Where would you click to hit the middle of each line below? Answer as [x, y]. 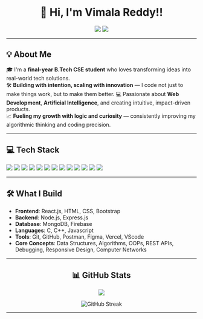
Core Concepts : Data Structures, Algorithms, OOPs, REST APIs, [94, 243]
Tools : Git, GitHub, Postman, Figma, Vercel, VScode [79, 237]
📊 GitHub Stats [101, 275]
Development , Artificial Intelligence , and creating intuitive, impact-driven [98, 103]
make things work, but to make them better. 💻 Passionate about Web [93, 94]
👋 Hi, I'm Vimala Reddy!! [101, 12]
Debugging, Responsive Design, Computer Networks [81, 250]
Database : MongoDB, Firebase [53, 224]
